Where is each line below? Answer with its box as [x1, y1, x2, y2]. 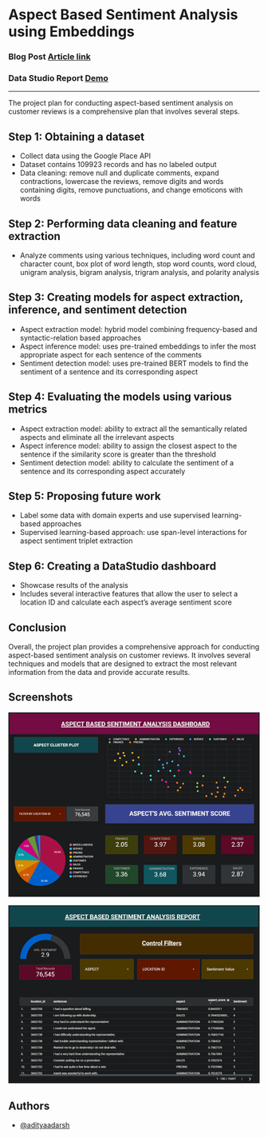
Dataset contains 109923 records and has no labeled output [19, 160, 217, 170]
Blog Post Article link [8, 51, 91, 62]
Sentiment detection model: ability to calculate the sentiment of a [19, 457, 234, 467]
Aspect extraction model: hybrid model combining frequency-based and [19, 324, 258, 333]
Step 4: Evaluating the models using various [8, 390, 233, 404]
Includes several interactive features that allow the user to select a [19, 589, 238, 599]
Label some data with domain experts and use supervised [19, 510, 211, 521]
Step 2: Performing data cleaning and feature [8, 217, 238, 230]
